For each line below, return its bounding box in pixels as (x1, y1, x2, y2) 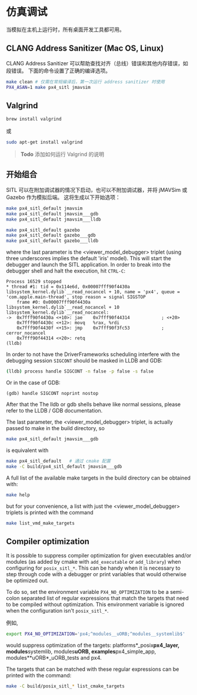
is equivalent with (6, 447, 49, 454)
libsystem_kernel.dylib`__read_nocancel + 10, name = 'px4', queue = (6, 289, 181, 295)
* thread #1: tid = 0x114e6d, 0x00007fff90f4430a (6, 284, 131, 290)
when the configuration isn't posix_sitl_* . (6, 607, 109, 614)
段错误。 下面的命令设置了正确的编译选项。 (6, 67, 111, 74)
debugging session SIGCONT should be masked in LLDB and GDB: (6, 357, 163, 364)
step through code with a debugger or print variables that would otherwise (6, 571, 187, 578)
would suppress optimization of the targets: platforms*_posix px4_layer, (6, 642, 180, 649)
